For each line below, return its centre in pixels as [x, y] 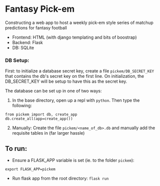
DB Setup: [17, 60]
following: [22, 106]
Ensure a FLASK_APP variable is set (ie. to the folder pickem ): [73, 161]
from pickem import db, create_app [41, 115]
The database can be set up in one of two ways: [53, 91]
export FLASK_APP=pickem [30, 169]
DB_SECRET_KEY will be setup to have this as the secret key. [66, 81]
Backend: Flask [27, 42]
